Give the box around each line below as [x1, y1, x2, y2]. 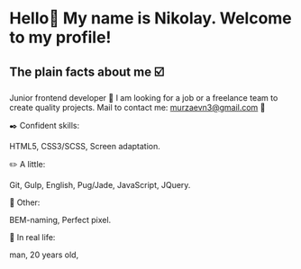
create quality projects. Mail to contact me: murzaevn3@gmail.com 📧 [9, 103, 266, 112]
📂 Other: [9, 197, 41, 208]
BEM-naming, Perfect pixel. [9, 215, 112, 225]
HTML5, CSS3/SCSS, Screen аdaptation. [9, 141, 160, 151]
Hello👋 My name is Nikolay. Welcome [9, 8, 293, 29]
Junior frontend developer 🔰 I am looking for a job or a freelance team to [9, 93, 278, 103]
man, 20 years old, [9, 249, 79, 260]
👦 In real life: [9, 232, 56, 242]
